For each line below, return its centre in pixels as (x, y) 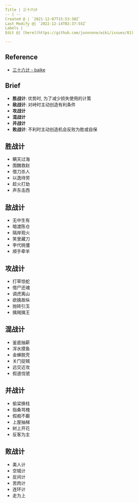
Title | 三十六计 (22, 10)
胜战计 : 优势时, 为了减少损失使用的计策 (52, 98)
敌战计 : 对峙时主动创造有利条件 (44, 104)
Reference (22, 57)
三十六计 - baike (29, 69)
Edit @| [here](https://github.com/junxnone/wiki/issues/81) (69, 33)
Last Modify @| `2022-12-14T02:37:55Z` (46, 24)
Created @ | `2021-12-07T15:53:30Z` (43, 19)
